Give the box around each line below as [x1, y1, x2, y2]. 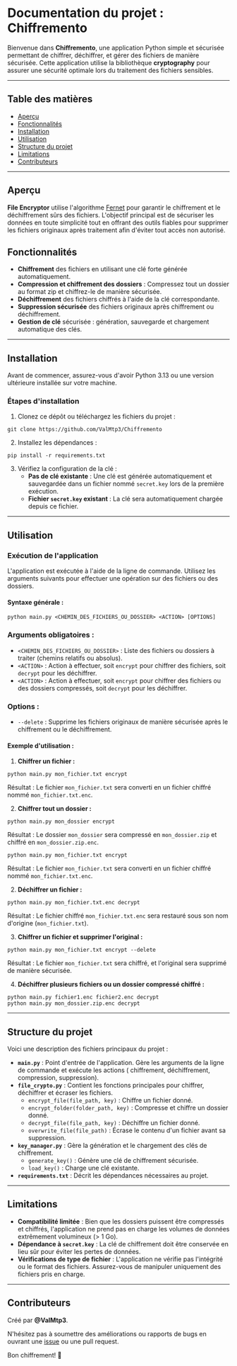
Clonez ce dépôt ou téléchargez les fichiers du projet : [17, 412, 176, 421]
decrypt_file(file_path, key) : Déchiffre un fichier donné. [28, 1118, 200, 1127]
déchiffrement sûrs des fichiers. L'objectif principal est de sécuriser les [7, 210, 214, 219]
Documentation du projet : [7, 5, 164, 21]
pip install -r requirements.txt [7, 452, 106, 460]
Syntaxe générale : [7, 598, 64, 606]
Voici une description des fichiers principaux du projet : [7, 1045, 169, 1053]
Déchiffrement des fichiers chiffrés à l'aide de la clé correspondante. [17, 295, 220, 304]
